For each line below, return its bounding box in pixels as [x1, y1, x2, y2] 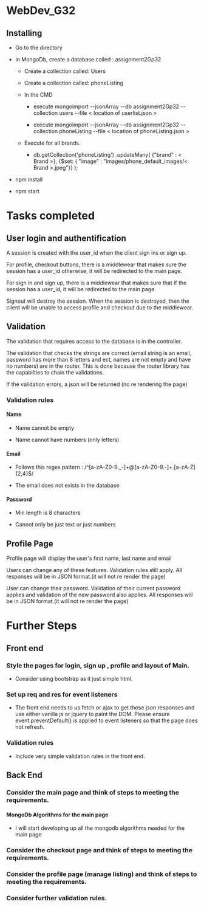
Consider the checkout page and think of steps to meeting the [6, 846, 193, 855]
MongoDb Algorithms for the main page [6, 811, 109, 818]
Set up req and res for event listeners [6, 690, 118, 698]
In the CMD [24, 91, 53, 98]
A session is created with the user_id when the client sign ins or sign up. [6, 249, 187, 256]
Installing [6, 28, 42, 38]
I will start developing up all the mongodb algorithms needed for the [15, 824, 185, 832]
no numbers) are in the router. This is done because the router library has [6, 362, 190, 370]
